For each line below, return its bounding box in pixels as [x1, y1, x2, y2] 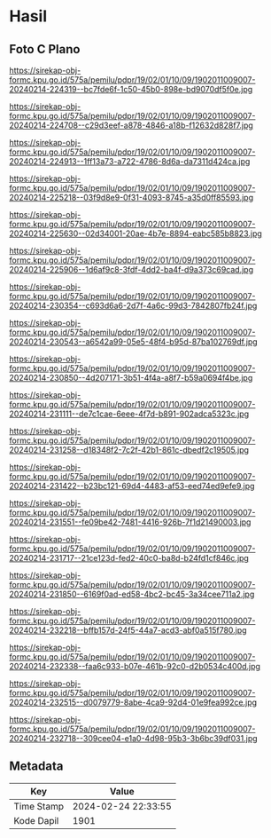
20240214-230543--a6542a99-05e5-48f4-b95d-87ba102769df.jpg [9, 336, 259, 347]
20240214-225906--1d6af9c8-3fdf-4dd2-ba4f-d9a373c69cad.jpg [9, 265, 254, 274]
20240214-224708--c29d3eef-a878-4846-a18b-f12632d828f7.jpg [9, 120, 254, 130]
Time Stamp [13, 800, 65, 812]
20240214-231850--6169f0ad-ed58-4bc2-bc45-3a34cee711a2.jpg [9, 589, 255, 599]
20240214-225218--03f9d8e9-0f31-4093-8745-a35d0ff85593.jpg [9, 193, 254, 202]
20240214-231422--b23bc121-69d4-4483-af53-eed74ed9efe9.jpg [9, 481, 255, 491]
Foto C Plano [9, 42, 81, 57]
